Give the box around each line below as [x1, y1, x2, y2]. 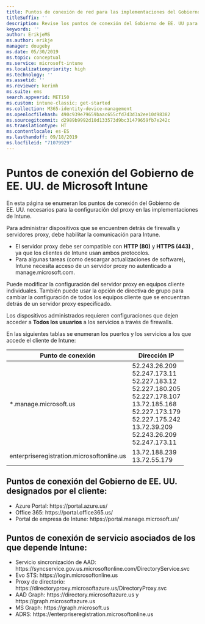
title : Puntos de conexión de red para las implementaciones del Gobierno [6, 9, 201, 15]
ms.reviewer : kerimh [6, 83, 59, 89]
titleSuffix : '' [6, 15, 48, 21]
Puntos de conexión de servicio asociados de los [6, 533, 196, 543]
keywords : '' [6, 26, 40, 32]
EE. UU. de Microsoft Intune [6, 179, 148, 193]
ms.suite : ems [6, 89, 43, 95]
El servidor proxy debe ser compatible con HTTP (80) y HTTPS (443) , [15, 242, 194, 250]
